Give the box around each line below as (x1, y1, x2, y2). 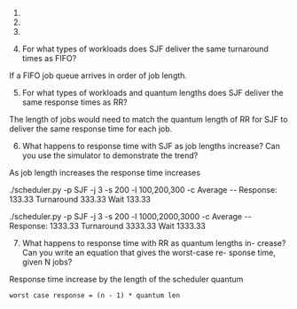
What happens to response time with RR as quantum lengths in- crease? (21, 238, 286, 248)
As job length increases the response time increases (9, 168, 201, 178)
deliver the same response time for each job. (9, 123, 173, 134)
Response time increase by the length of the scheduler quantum (9, 274, 244, 284)
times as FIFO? (21, 53, 77, 63)
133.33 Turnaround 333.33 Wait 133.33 (9, 194, 151, 204)
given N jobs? (21, 257, 73, 267)
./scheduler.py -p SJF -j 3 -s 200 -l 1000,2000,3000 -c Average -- (9, 211, 252, 221)
